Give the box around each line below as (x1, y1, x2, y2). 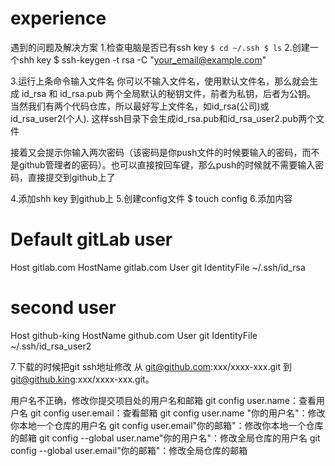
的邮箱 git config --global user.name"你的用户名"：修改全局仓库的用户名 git (10, 432, 321, 444)
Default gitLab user (10, 228, 173, 251)
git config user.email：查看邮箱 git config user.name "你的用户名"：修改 (29, 407, 326, 419)
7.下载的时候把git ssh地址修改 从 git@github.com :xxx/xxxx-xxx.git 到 (10, 360, 292, 372)
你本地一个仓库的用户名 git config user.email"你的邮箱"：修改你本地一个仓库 (10, 419, 324, 431)
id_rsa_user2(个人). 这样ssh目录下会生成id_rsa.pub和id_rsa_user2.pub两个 (10, 112, 317, 124)
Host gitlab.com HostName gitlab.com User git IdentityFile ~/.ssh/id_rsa (10, 261, 306, 273)
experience (10, 7, 107, 30)
